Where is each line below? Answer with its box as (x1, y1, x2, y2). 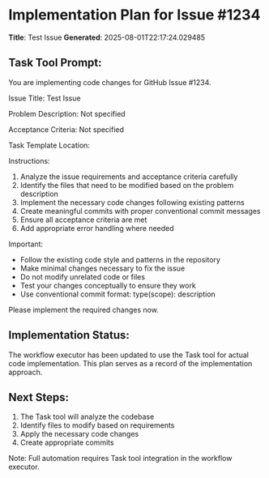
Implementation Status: (8, 328, 130, 342)
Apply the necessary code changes (19, 429, 139, 439)
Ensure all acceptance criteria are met (19, 215, 147, 224)
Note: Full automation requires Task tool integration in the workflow (8, 454, 233, 463)
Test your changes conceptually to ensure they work (19, 280, 196, 290)
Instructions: (8, 156, 50, 165)
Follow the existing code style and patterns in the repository (19, 254, 221, 264)
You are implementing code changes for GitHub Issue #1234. (8, 77, 212, 87)
